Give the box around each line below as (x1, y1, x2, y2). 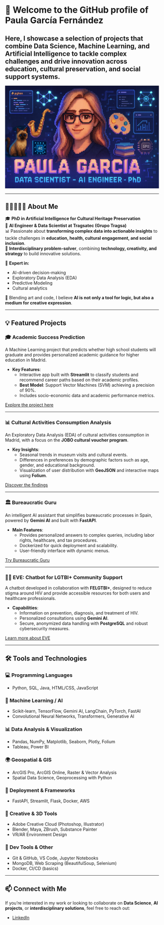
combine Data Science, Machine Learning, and (5, 42, 150, 50)
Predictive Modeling (12, 280, 53, 286)
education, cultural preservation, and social (5, 65, 141, 73)
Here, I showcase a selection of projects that (5, 34, 143, 43)
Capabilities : (12, 605, 39, 611)
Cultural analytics (12, 286, 48, 291)
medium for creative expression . (5, 300, 72, 306)
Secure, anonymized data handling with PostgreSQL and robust (19, 620, 148, 626)
